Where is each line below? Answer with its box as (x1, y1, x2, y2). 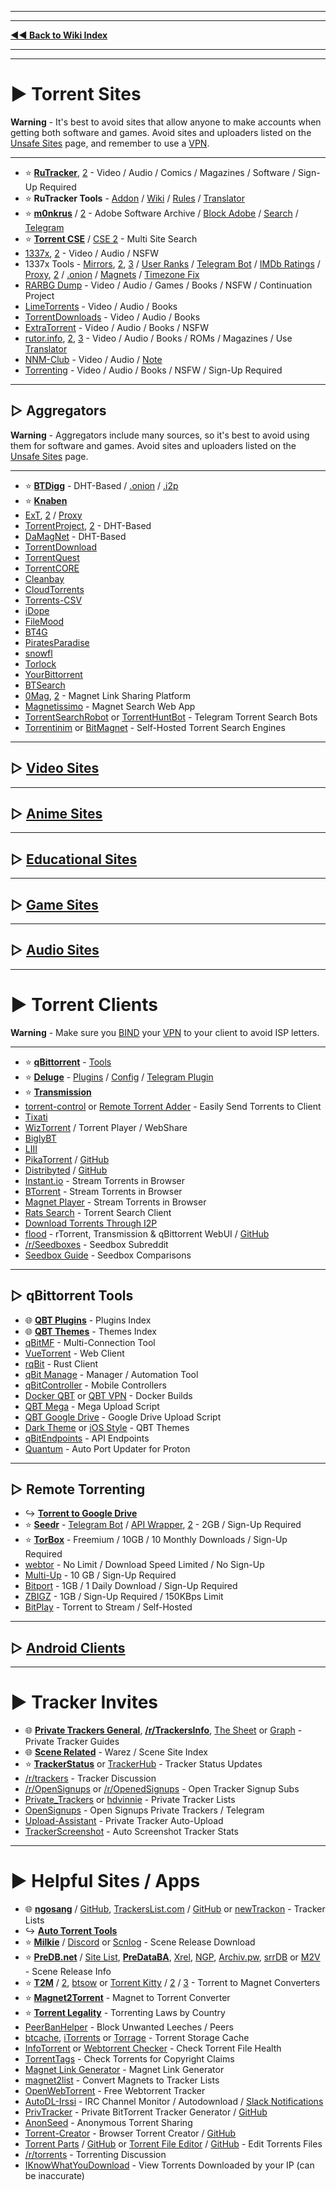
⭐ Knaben (24, 494, 68, 506)
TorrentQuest (24, 551, 80, 563)
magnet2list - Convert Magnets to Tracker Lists (24, 2074, 220, 2086)
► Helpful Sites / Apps (10, 1870, 201, 1893)
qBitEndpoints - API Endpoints (24, 1432, 150, 1444)
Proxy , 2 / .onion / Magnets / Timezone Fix (24, 268, 200, 280)
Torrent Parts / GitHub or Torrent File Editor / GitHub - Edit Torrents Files (24, 2138, 323, 2150)
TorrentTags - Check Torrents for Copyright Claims (24, 2053, 235, 2065)
